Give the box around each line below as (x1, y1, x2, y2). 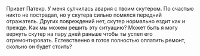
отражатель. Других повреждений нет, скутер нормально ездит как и (6, 18, 186, 24)
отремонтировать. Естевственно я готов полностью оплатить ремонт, (6, 37, 186, 43)
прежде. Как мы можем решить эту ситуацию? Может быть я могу (6, 24, 178, 31)
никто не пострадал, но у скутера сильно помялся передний (6, 11, 162, 18)
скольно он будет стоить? (6, 43, 72, 50)
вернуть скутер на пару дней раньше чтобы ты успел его (6, 30, 153, 38)
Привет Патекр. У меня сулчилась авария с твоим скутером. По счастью (6, 5, 194, 12)
